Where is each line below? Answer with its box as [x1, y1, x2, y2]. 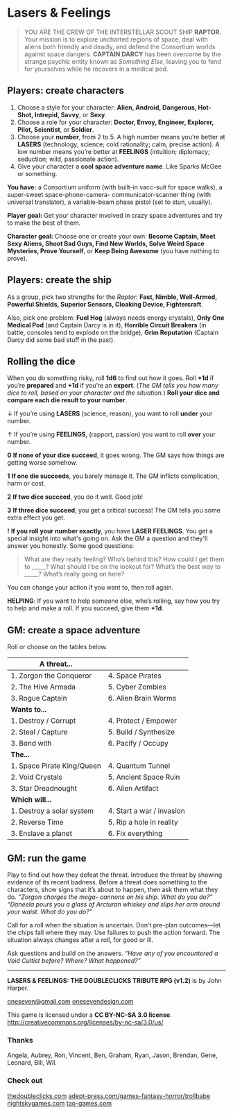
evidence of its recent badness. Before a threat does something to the [7, 878, 207, 886]
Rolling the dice [7, 355, 76, 367]
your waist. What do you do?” [7, 907, 92, 916]
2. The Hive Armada [10, 682, 76, 692]
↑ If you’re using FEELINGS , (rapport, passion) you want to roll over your [7, 430, 216, 438]
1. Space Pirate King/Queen [10, 761, 102, 771]
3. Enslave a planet [10, 829, 73, 839]
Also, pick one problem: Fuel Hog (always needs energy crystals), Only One [7, 314, 225, 322]
